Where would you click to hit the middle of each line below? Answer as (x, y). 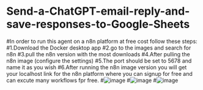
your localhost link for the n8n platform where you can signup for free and (99, 73)
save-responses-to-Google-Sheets (98, 24)
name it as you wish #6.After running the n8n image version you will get (97, 67)
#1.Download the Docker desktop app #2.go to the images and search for (99, 48)
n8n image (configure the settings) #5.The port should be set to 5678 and (99, 61)
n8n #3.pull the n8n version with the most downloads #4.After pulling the (98, 54)
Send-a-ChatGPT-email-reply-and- (98, 11)
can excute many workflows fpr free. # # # (82, 80)
